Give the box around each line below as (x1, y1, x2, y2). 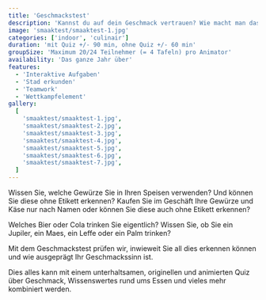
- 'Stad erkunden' (15, 78, 77, 85)
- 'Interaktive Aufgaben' (15, 70, 101, 78)
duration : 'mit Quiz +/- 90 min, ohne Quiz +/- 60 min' (8, 41, 196, 49)
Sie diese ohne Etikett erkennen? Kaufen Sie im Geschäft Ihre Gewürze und (8, 196, 253, 206)
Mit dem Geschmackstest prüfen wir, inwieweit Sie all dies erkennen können (8, 244, 256, 253)
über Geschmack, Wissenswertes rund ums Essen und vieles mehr (8, 276, 226, 285)
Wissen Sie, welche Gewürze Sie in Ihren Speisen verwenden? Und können (8, 188, 253, 197)
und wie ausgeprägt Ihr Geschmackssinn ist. (8, 253, 154, 261)
